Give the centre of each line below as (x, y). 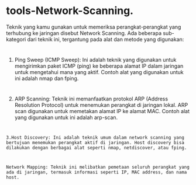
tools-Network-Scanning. (70, 11)
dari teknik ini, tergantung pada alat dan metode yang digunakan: (106, 39)
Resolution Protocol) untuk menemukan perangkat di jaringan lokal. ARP (101, 105)
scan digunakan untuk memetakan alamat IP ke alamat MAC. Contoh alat (102, 111)
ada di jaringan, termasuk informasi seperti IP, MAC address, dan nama (97, 172)
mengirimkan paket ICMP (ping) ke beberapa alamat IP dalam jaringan (99, 66)
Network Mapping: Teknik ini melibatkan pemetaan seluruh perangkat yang (98, 167)
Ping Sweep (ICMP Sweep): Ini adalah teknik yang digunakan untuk (95, 60)
